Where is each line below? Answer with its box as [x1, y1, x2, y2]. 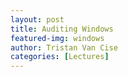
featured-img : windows [10, 33, 105, 43]
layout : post [10, 14, 65, 25]
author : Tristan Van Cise [10, 42, 118, 53]
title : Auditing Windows [10, 24, 114, 34]
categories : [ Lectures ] [10, 52, 110, 62]
